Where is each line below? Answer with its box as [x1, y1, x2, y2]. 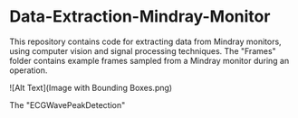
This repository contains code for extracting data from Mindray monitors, [9, 36, 283, 47]
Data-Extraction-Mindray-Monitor [9, 6, 271, 27]
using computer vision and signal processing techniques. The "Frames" [9, 45, 276, 56]
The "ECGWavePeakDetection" [9, 99, 126, 110]
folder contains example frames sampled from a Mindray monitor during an [9, 55, 290, 66]
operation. [9, 65, 48, 76]
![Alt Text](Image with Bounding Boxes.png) [9, 82, 173, 93]
